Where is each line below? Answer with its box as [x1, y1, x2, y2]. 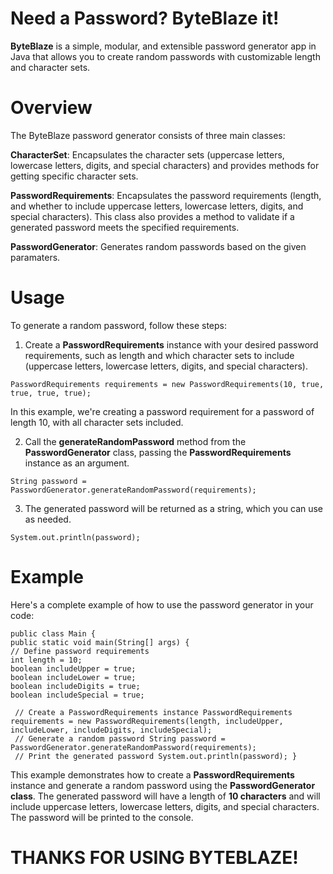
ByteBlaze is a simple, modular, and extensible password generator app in [10, 40, 317, 52]
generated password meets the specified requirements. [10, 221, 240, 233]
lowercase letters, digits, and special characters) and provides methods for [10, 159, 320, 171]
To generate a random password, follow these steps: [10, 319, 228, 331]
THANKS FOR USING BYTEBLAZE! [10, 846, 299, 869]
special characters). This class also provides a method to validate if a [10, 210, 295, 222]
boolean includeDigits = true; [10, 681, 141, 691]
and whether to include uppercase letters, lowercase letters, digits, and [10, 200, 304, 212]
